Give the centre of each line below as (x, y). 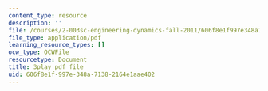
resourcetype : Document (48, 60)
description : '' (35, 23)
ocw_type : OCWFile (39, 52)
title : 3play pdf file (46, 67)
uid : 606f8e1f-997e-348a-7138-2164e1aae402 (82, 74)
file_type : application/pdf (55, 38)
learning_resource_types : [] (57, 45)
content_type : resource (48, 15)
